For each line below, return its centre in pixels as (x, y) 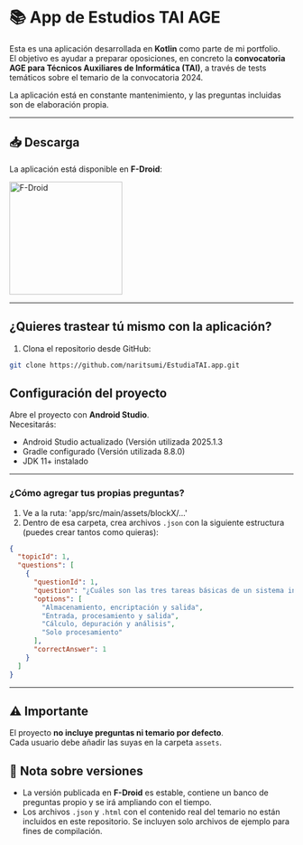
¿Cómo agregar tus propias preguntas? (97, 493)
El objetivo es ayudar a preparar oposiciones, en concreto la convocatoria (147, 58)
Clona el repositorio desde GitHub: (87, 348)
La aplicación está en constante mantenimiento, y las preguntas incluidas (145, 95)
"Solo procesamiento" (83, 633)
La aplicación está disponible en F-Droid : (86, 169)
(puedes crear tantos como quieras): (91, 532)
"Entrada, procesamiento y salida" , (110, 615)
